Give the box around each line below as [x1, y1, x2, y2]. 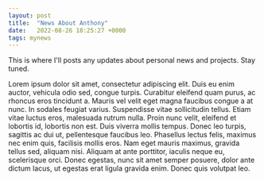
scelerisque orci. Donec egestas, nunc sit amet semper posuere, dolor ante [8, 156, 255, 165]
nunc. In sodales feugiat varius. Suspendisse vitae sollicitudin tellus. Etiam [8, 105, 251, 114]
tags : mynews [8, 33, 52, 42]
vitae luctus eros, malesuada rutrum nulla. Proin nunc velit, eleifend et [8, 113, 237, 123]
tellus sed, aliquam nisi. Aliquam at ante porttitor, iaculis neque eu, [8, 147, 225, 156]
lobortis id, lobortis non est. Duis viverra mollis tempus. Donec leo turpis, [8, 121, 247, 131]
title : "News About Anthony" [8, 19, 109, 27]
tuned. [8, 64, 29, 74]
